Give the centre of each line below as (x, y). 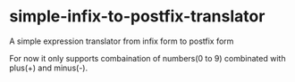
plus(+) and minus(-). (48, 68)
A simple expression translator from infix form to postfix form (122, 41)
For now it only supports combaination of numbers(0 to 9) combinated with (147, 58)
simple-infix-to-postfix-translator (137, 16)
